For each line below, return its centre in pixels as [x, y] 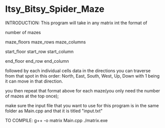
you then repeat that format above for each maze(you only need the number [83, 90]
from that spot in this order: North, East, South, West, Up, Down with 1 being [82, 76]
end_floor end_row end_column [37, 61]
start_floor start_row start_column [40, 51]
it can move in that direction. [34, 81]
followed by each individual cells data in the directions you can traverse [78, 71]
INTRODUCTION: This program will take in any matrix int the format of [76, 23]
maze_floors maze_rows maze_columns [45, 42]
